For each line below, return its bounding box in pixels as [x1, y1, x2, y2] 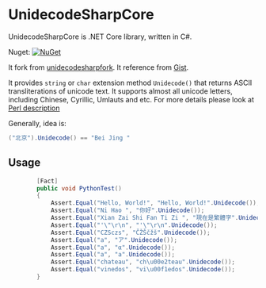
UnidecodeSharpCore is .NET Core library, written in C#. [8, 32, 192, 41]
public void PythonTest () [36, 184, 123, 192]
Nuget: [8, 47, 31, 56]
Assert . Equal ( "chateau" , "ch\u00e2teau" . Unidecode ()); [50, 258, 236, 267]
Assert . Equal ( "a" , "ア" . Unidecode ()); [50, 236, 178, 244]
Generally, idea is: [8, 118, 67, 128]
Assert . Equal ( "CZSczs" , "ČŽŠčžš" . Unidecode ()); [50, 228, 211, 236]
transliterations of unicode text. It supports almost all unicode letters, [8, 86, 233, 96]
